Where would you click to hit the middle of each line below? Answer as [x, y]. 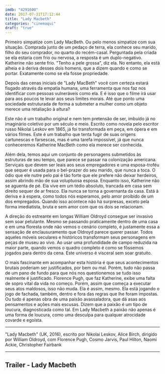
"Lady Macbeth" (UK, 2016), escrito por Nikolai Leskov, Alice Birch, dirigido [81, 334]
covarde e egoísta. [24, 320]
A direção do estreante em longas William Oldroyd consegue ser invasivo [79, 216]
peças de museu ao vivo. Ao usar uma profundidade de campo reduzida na [81, 242]
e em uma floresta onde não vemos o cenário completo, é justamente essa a [82, 227]
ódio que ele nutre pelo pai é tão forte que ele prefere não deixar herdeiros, [82, 175]
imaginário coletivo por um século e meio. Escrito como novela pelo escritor [82, 124]
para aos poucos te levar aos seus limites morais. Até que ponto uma [75, 99]
